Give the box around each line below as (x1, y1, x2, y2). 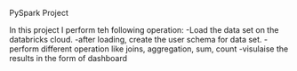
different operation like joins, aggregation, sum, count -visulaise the (41, 43, 289, 54)
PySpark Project (9, 8, 68, 18)
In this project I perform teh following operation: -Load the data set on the (9, 25, 279, 35)
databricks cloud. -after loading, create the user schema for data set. (9, 35, 262, 44)
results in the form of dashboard (9, 53, 127, 63)
